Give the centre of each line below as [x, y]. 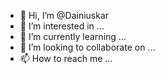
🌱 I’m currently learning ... [73, 36]
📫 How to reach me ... [66, 58]
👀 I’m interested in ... [62, 26]
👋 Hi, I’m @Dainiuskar [64, 15]
